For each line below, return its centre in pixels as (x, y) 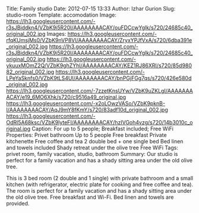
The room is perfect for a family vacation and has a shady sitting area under (99, 191)
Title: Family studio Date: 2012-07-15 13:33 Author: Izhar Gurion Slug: (91, 9)
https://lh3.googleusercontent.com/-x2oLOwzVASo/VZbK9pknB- (86, 103)
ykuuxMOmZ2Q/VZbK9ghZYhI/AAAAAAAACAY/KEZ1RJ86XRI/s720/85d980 (99, 65)
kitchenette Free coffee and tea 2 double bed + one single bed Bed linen (95, 141)
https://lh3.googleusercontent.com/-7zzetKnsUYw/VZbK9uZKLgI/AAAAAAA (99, 91)
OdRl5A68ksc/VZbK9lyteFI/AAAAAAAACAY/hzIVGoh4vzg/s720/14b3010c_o (99, 122)
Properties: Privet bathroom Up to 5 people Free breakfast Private (87, 135)
